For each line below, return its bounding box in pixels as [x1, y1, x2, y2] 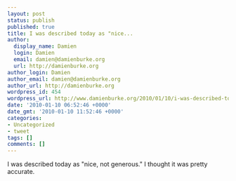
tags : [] [7, 134, 33, 141]
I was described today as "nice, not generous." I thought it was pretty [7, 160, 208, 168]
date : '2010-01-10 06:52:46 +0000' [7, 102, 112, 109]
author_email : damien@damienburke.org [7, 75, 121, 83]
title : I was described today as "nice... [7, 29, 133, 37]
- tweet [7, 128, 30, 135]
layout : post [7, 10, 46, 18]
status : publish [7, 17, 55, 24]
